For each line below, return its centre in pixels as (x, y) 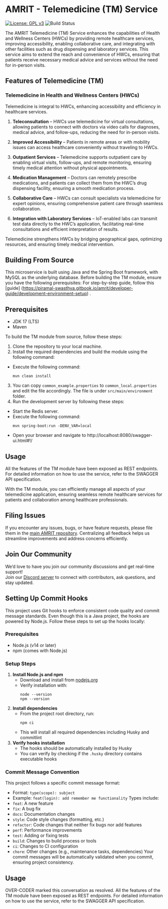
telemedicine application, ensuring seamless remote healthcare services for (84, 494)
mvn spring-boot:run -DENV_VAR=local (52, 426)
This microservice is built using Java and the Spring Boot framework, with (82, 272)
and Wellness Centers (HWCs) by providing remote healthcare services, (80, 38)
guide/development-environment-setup (46, 294)
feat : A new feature (33, 803)
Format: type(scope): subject (44, 793)
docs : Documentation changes (44, 814)
